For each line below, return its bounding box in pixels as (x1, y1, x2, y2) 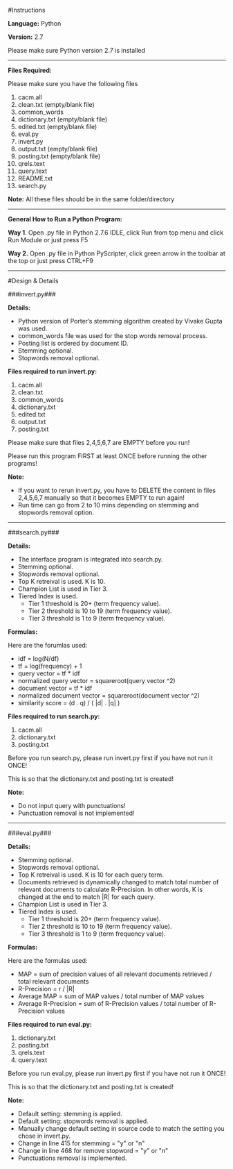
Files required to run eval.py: (8, 1020, 93, 1028)
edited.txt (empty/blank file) (17, 123, 97, 131)
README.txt (17, 174, 53, 183)
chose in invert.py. (17, 1132, 71, 1140)
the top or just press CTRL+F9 (8, 257, 94, 264)
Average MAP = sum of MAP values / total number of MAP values (17, 992, 205, 1000)
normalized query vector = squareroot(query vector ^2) (17, 677, 176, 684)
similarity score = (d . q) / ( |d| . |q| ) (17, 699, 120, 707)
